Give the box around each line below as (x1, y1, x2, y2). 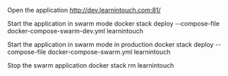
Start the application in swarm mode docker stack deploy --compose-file (7, 20, 220, 27)
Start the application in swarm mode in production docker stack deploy (7, 40, 214, 48)
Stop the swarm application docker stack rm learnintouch (7, 61, 174, 69)
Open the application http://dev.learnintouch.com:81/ (7, 6, 161, 14)
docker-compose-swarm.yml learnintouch (47, 48, 171, 56)
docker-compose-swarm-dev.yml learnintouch (7, 27, 143, 35)
